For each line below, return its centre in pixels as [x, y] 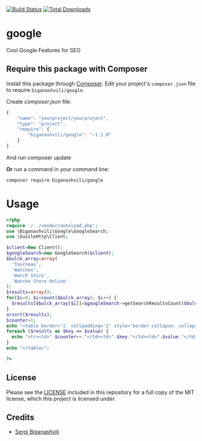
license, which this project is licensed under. [61, 398]
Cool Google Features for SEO [44, 50]
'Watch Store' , [31, 275]
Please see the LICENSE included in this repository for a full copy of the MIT [100, 392]
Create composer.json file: [39, 102]
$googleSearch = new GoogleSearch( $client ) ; [60, 253]
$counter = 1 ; [21, 320]
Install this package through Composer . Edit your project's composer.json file [101, 84]
